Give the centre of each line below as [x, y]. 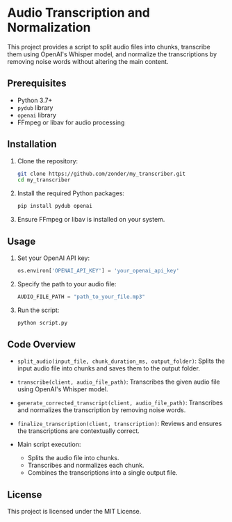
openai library [37, 115]
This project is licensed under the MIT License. [74, 512]
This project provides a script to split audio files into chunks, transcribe [109, 47]
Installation [32, 144]
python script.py [42, 323]
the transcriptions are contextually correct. [78, 431]
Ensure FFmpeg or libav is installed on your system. [91, 220]
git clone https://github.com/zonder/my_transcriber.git [101, 174]
